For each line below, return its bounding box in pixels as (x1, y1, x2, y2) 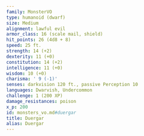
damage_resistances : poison (6, 98, 77, 104)
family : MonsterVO (6, 8, 52, 15)
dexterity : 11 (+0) (6, 54, 55, 60)
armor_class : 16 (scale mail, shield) (6, 31, 103, 37)
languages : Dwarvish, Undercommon (6, 87, 93, 93)
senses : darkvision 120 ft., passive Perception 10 (6, 82, 138, 88)
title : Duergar (6, 115, 44, 121)
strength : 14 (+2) (6, 48, 52, 54)
